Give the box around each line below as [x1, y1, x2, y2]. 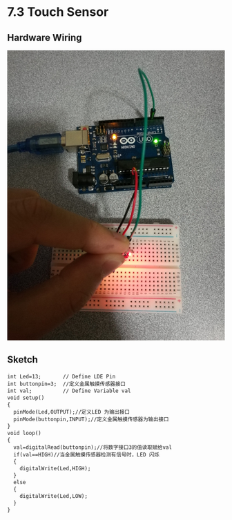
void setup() [7, 394, 45, 401]
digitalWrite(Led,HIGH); [19, 465, 91, 472]
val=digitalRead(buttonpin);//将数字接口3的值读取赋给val [13, 443, 173, 451]
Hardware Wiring [7, 32, 82, 44]
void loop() [7, 430, 41, 436]
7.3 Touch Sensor [7, 4, 109, 20]
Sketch [7, 354, 38, 366]
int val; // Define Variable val [7, 387, 131, 394]
